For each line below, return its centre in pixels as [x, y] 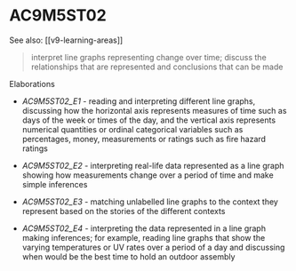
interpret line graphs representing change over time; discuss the [148, 57]
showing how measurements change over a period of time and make [148, 175]
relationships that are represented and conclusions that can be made [157, 67]
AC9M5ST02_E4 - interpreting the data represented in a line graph [144, 228]
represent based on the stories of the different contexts [124, 211]
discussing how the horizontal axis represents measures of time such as [154, 110]
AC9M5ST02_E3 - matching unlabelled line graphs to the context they [150, 202]
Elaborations [32, 84]
